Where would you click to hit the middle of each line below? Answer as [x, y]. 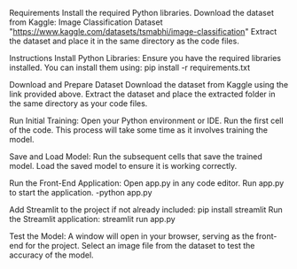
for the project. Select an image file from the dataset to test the [140, 246]
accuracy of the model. [52, 255]
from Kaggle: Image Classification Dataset [86, 22]
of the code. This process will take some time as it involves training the [139, 130]
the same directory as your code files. [78, 104]
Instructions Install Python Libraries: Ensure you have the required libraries [145, 58]
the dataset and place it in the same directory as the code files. [124, 41]
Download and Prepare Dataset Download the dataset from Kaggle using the [149, 85]
